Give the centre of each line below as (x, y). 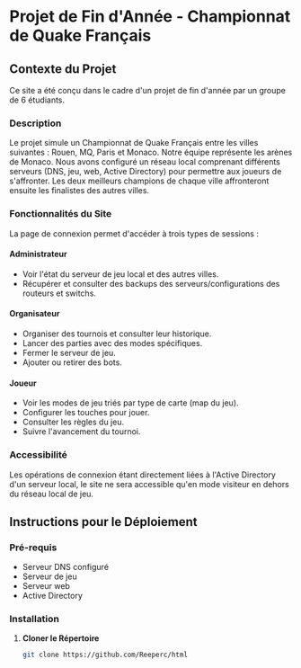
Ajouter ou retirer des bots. (72, 362)
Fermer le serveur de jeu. (69, 353)
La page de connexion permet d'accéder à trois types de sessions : (134, 233)
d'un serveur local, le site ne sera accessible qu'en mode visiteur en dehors (149, 484)
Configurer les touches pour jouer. (86, 413)
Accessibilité (38, 455)
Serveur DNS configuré (66, 567)
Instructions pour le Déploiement (103, 522)
